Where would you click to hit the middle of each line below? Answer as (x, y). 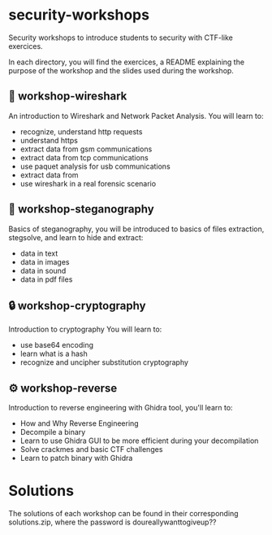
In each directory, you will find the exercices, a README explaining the (127, 62)
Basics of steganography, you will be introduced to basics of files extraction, (136, 229)
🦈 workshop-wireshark (68, 96)
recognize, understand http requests (81, 131)
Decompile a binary (53, 432)
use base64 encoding (56, 345)
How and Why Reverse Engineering (80, 423)
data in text (39, 253)
